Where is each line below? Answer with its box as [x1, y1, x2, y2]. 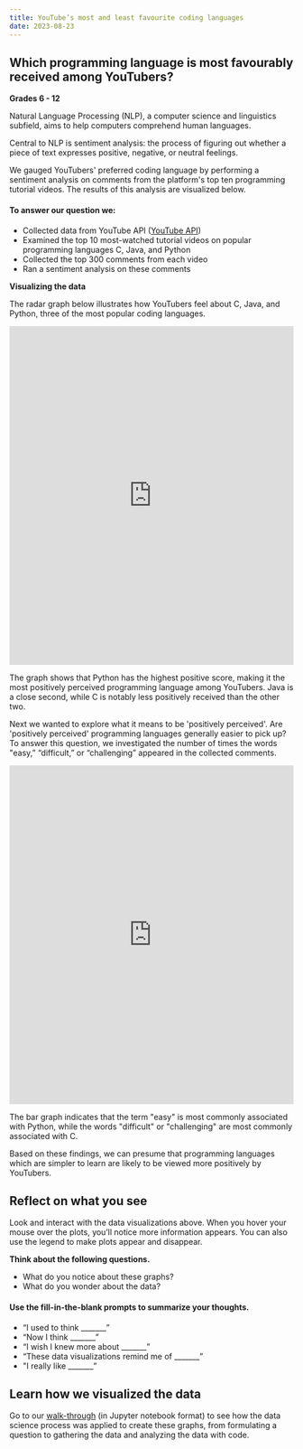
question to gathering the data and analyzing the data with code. [9, 1429, 250, 1441]
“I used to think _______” [22, 1322, 110, 1332]
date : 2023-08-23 [9, 22, 75, 31]
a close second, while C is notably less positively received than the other [9, 691, 280, 702]
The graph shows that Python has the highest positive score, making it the [9, 672, 286, 683]
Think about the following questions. [9, 1254, 151, 1265]
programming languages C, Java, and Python [22, 244, 191, 255]
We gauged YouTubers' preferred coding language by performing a [9, 164, 260, 176]
